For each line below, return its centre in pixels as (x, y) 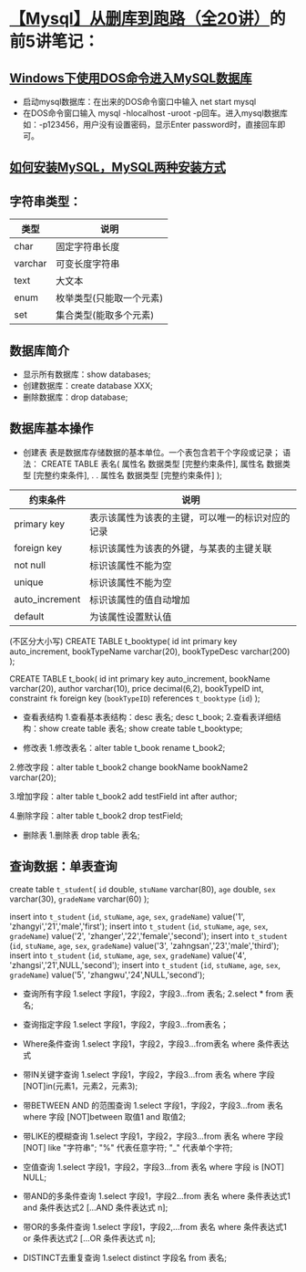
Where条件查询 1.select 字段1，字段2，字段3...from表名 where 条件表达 (156, 1043)
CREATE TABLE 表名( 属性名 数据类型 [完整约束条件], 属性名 (153, 464)
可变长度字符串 (88, 264)
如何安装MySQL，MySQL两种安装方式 (117, 167)
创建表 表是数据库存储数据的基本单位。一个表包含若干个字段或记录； (151, 452)
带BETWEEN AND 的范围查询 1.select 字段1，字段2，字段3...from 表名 (153, 1105)
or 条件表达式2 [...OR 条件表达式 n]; (89, 1238)
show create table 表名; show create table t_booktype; (141, 728)
